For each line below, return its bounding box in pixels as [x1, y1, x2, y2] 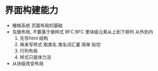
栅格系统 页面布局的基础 [12, 22, 63, 28]
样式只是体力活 [19, 54, 51, 60]
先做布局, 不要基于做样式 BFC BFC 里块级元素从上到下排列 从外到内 [12, 28, 153, 34]
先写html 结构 [19, 35, 49, 41]
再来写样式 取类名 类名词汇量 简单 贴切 [19, 41, 101, 47]
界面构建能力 [5, 5, 59, 16]
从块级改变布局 [12, 60, 44, 66]
